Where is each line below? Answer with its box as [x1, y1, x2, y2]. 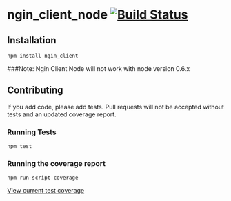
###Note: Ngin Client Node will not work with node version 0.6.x [7, 65, 190, 72]
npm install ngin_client [7, 52, 79, 59]
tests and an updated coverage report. [7, 110, 117, 118]
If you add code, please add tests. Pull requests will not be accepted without [7, 103, 224, 111]
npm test [7, 143, 32, 150]
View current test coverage [7, 187, 85, 195]
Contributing [7, 85, 63, 96]
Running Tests [7, 127, 57, 137]
